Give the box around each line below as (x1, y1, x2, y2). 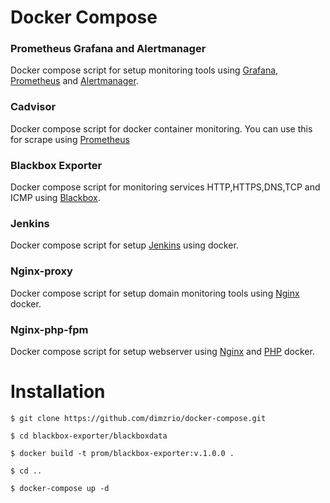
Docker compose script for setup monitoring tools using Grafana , (10, 64, 279, 76)
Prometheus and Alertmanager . (10, 75, 139, 87)
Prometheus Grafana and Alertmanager (10, 42, 207, 56)
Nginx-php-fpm (10, 322, 89, 336)
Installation (10, 381, 106, 403)
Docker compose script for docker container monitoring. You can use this (10, 122, 313, 135)
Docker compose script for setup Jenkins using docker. (10, 239, 239, 251)
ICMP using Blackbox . (10, 192, 101, 204)
